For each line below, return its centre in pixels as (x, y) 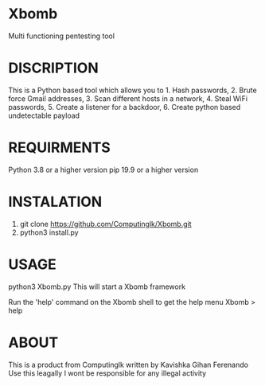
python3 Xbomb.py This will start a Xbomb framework (97, 287)
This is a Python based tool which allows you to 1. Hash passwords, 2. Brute (132, 90)
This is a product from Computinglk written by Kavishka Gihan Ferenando (129, 365)
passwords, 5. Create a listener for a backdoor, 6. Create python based (125, 107)
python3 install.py (49, 232)
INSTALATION (55, 202)
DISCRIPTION (53, 68)
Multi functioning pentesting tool (62, 36)
